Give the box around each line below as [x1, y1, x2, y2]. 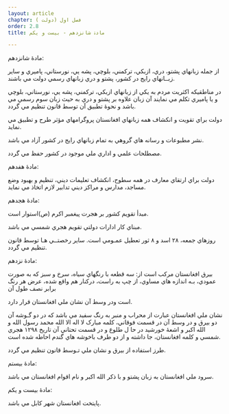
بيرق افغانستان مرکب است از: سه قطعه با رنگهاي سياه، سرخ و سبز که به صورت [8, 270, 213, 278]
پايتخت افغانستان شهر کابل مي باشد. [8, 399, 101, 407]
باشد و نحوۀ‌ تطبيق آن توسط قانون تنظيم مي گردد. [8, 102, 136, 110]
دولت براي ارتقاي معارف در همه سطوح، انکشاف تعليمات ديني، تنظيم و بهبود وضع [8, 176, 215, 184]
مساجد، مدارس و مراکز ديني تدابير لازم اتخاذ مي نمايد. [8, 183, 146, 192]
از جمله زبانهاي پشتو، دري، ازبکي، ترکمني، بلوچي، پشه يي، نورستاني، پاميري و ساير [8, 67, 220, 75]
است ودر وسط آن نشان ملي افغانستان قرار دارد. [8, 298, 133, 306]
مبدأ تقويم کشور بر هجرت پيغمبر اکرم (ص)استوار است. [8, 209, 149, 218]
